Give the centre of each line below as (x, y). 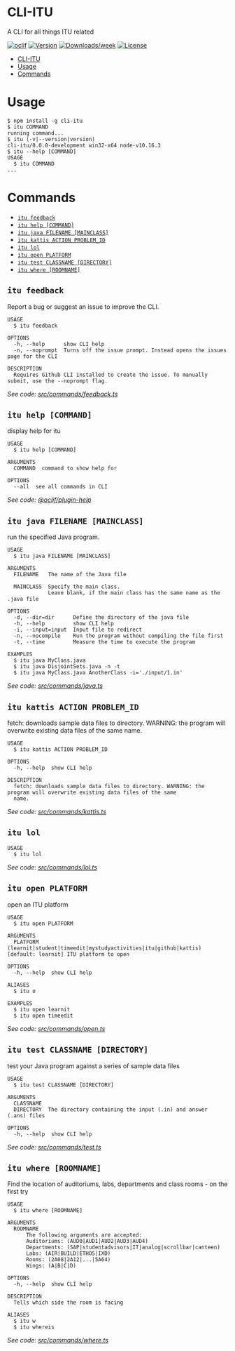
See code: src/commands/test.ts (54, 1147)
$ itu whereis (34, 1327)
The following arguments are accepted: (84, 1235)
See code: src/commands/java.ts (55, 686)
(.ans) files (26, 1116)
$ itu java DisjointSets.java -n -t (67, 667)
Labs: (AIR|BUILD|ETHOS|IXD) (68, 1253)
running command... (36, 133)
